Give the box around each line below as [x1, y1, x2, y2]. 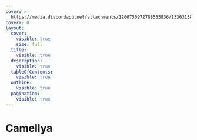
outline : [11, 80, 32, 86]
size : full [16, 42, 43, 48]
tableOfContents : [11, 69, 54, 75]
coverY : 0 [5, 19, 30, 25]
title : [11, 47, 27, 53]
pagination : [11, 91, 41, 96]
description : [11, 58, 43, 64]
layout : [5, 25, 25, 31]
